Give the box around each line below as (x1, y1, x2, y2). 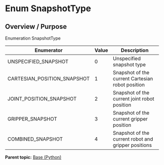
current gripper (113, 116, 148, 122)
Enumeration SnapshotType (5, 35, 61, 41)
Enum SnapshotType (5, 3, 91, 14)
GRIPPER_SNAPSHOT (7, 116, 57, 122)
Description (121, 47, 149, 54)
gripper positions (113, 142, 152, 148)
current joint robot (113, 96, 155, 102)
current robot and (113, 136, 153, 142)
